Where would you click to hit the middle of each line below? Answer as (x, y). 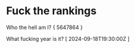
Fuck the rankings (51, 11)
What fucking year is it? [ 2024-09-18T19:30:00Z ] (68, 39)
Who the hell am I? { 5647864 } (45, 27)
